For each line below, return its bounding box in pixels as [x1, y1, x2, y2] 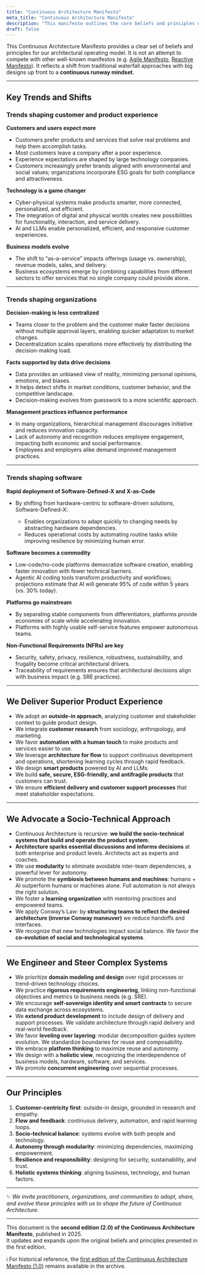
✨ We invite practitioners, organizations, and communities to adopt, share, [6, 1193, 195, 1200]
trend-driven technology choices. [15, 979, 99, 987]
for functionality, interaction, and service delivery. [15, 218, 140, 225]
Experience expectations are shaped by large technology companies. [15, 155, 190, 162]
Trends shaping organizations [6, 295, 97, 303]
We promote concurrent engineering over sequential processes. [15, 1064, 179, 1072]
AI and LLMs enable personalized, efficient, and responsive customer [15, 224, 190, 232]
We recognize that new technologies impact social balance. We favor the [15, 928, 199, 935]
